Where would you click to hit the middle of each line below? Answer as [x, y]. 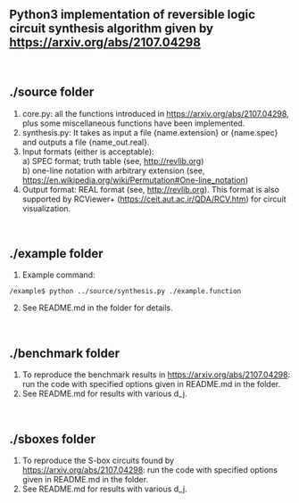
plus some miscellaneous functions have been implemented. [133, 123]
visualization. [46, 208]
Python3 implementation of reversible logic [133, 15]
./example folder [56, 254]
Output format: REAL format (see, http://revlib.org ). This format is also [150, 189]
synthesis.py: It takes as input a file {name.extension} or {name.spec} [150, 132]
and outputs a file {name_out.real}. [86, 142]
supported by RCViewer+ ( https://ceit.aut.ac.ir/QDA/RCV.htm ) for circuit [154, 199]
